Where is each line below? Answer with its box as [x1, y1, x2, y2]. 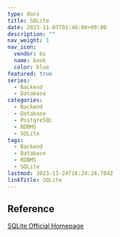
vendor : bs [14, 51, 46, 58]
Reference [7, 203, 55, 215]
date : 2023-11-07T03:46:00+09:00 [7, 24, 107, 31]
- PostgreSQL [14, 116, 53, 123]
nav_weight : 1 [7, 37, 50, 44]
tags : [7, 136, 24, 143]
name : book [14, 57, 46, 64]
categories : [7, 97, 43, 104]
